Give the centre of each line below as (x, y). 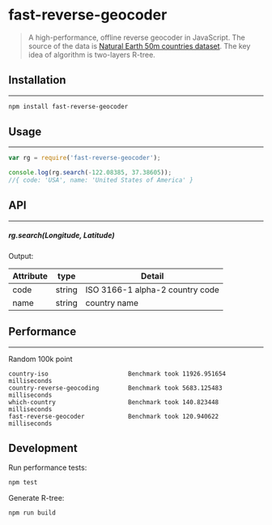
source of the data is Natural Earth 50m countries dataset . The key (139, 45)
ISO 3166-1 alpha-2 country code (153, 290)
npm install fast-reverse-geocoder (68, 106)
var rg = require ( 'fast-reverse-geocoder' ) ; (85, 158)
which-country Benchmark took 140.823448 (114, 402)
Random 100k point (40, 359)
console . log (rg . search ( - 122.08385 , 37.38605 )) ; (90, 173)
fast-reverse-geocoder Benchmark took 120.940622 (114, 416)
